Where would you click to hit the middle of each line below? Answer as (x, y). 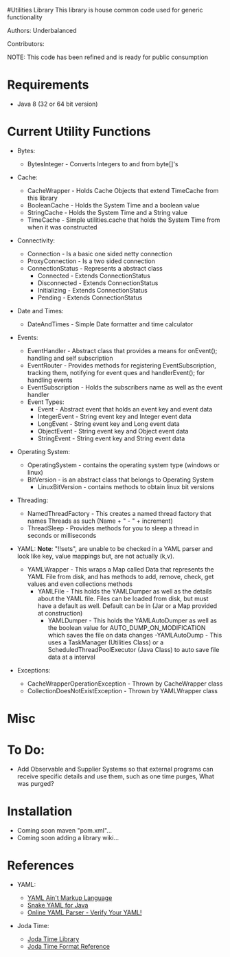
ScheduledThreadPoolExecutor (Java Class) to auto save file (134, 649)
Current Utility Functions (79, 132)
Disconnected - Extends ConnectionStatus (98, 283)
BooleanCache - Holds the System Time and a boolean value (114, 205)
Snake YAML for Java (58, 905)
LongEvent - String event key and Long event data (108, 424)
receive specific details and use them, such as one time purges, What (115, 776)
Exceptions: (34, 670)
